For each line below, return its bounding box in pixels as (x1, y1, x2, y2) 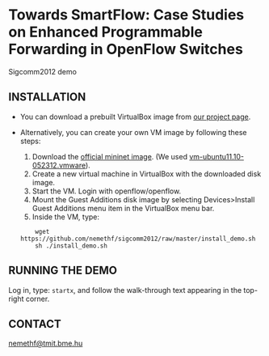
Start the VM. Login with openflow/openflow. (32, 186, 182, 196)
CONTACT (8, 317, 62, 331)
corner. (25, 294, 50, 303)
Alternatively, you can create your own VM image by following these (19, 127, 247, 137)
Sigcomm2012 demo (8, 66, 77, 76)
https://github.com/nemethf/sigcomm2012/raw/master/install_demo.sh (19, 235, 256, 243)
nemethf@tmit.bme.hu (8, 338, 83, 349)
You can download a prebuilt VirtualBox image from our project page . (19, 112, 251, 121)
